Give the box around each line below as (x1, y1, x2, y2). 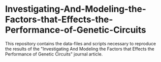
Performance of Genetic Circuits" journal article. (5, 51, 103, 57)
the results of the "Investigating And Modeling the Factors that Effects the (5, 46, 155, 52)
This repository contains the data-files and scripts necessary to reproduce (5, 40, 156, 46)
